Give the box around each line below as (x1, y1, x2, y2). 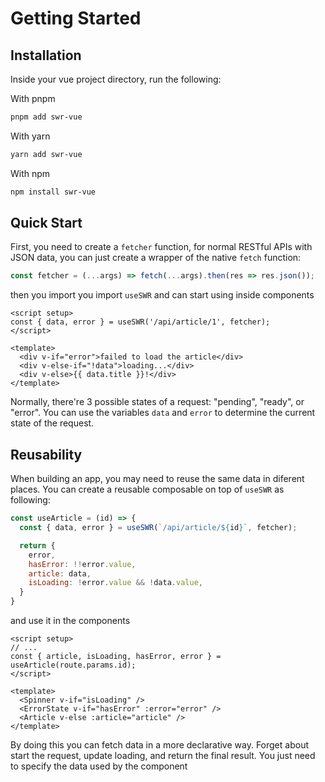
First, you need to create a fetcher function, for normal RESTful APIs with (10, 241, 313, 253)
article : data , (28, 568, 92, 579)
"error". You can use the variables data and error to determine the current (10, 407, 316, 419)
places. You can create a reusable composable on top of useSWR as (10, 483, 285, 496)
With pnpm (10, 93, 56, 104)
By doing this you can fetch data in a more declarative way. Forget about (10, 739, 309, 751)
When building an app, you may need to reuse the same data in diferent (10, 473, 305, 485)
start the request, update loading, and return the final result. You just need (10, 750, 316, 761)
